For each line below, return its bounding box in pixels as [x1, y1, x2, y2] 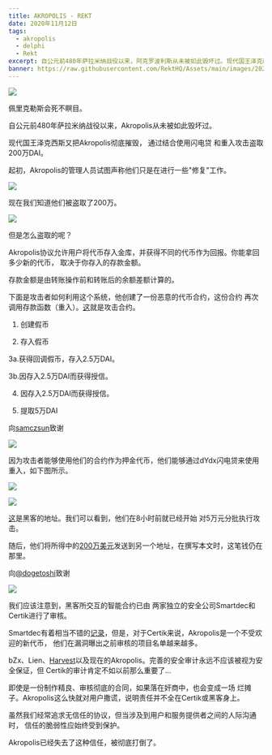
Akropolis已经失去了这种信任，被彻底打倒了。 [8, 737, 160, 747]
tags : [8, 27, 27, 35]
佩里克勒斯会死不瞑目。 [8, 103, 87, 113]
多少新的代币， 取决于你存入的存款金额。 [8, 257, 146, 267]
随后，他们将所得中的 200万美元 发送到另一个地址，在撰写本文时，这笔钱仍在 [8, 541, 263, 550]
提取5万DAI [19, 405, 58, 415]
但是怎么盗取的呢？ [8, 230, 73, 239]
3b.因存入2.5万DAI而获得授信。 [8, 371, 113, 381]
